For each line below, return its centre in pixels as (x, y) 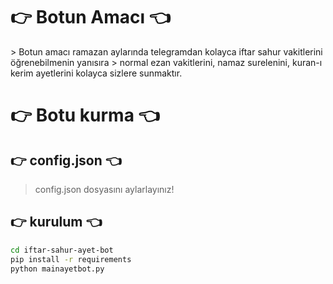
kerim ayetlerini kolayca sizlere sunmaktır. (96, 73)
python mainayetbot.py (57, 269)
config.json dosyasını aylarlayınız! (104, 189)
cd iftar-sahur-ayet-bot (62, 250)
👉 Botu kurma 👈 (85, 115)
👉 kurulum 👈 (56, 222)
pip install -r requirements (71, 259)
